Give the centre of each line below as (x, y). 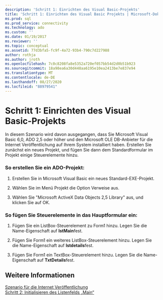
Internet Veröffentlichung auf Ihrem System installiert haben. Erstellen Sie (78, 145)
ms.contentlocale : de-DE (30, 77)
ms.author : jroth (23, 59)
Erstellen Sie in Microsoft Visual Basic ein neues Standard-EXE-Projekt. (83, 178)
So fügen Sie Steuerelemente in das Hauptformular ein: (71, 215)
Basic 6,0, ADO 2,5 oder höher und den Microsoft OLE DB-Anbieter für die (79, 140)
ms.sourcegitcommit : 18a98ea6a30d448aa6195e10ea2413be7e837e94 (70, 69)
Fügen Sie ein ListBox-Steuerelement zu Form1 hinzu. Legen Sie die (79, 226)
